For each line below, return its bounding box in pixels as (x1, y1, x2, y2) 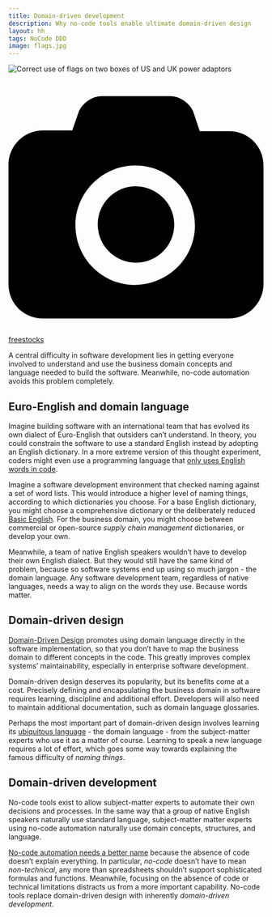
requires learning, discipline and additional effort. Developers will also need (8, 694, 260, 703)
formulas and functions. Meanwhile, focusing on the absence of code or (8, 873, 249, 883)
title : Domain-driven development (8, 11, 125, 20)
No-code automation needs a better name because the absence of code (8, 847, 250, 857)
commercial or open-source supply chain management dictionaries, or (8, 523, 244, 533)
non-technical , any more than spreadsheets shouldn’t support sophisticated (8, 864, 262, 874)
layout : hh (8, 27, 45, 35)
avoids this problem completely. (8, 376, 115, 386)
